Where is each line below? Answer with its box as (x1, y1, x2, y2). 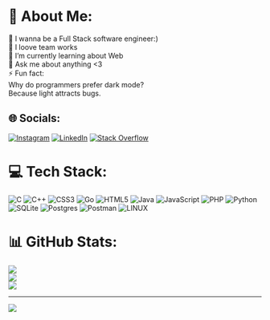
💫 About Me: (8, 7, 93, 26)
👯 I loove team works (8, 42, 78, 51)
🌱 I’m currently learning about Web (8, 51, 124, 60)
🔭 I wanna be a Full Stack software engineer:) (8, 34, 158, 43)
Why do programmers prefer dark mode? (8, 79, 145, 89)
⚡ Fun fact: (8, 68, 44, 78)
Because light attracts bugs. (8, 88, 102, 98)
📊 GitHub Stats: (8, 233, 118, 251)
